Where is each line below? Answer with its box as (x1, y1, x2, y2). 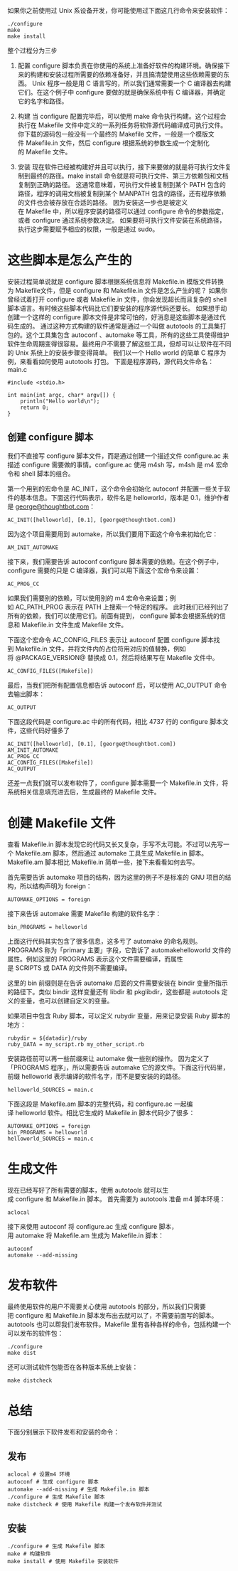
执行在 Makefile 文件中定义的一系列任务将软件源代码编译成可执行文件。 (17, 121, 227, 129)
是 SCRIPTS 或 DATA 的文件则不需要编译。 (7, 963, 131, 972)
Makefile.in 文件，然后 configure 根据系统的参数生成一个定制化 (26, 139, 210, 147)
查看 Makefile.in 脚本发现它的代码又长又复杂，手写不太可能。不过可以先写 (7, 840, 224, 848)
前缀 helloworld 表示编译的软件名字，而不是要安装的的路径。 (7, 1072, 185, 1080)
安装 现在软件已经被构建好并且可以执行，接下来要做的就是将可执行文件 (17, 163, 225, 171)
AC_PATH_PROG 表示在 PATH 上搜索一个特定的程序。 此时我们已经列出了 (15, 602, 229, 611)
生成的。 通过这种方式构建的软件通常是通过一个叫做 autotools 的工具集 (13, 321, 220, 330)
